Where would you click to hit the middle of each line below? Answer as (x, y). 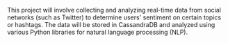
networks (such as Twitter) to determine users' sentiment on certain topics (114, 17)
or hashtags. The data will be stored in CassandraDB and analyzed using (111, 25)
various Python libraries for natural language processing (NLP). (98, 32)
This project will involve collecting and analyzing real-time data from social (114, 10)
